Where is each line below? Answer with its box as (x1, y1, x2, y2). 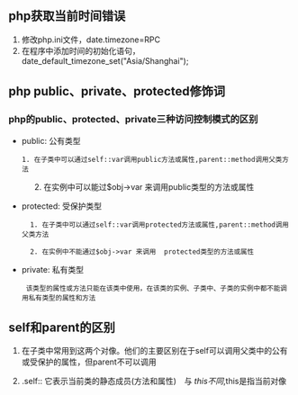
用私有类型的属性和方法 (21, 293, 96, 302)
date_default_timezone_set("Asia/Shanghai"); (21, 55, 189, 66)
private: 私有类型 (21, 264, 85, 274)
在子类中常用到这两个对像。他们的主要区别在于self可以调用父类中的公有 (21, 346, 288, 356)
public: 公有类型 (21, 135, 81, 146)
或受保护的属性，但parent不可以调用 (21, 356, 157, 367)
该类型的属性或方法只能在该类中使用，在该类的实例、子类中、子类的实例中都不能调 (25, 283, 287, 292)
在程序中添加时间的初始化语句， (21, 45, 140, 56)
